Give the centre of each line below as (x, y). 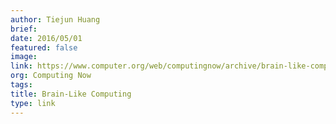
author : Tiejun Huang (55, 19)
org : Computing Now (51, 76)
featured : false (44, 47)
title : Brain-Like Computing (71, 94)
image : (24, 57)
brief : (24, 29)
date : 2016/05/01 (46, 38)
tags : (21, 85)
